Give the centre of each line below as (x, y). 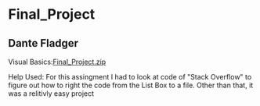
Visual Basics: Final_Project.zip (57, 62)
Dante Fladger (43, 43)
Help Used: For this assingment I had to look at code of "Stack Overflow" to (130, 77)
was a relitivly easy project (51, 94)
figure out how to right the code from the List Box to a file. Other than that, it (131, 85)
